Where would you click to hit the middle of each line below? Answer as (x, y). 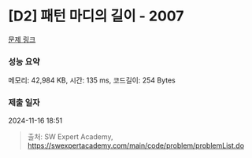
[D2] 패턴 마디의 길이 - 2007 (96, 16)
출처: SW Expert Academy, (70, 136)
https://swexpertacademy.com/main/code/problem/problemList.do (136, 145)
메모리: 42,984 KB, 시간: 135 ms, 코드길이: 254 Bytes (92, 80)
